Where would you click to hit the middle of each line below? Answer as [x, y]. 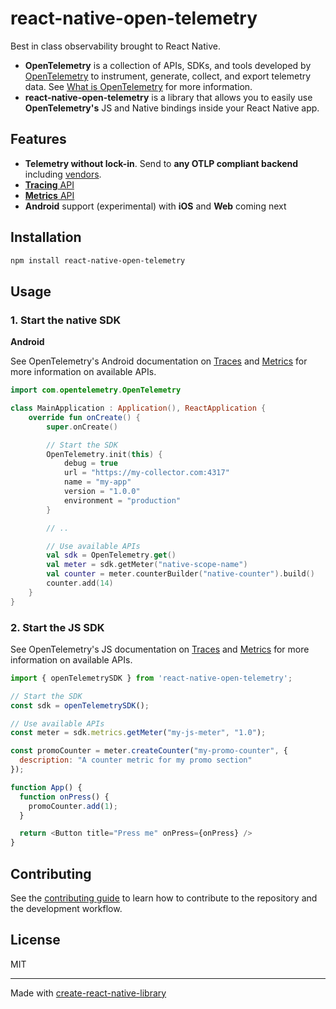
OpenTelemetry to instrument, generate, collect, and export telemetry [168, 76]
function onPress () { [64, 797]
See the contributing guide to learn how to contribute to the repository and [164, 898]
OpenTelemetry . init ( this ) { [104, 454]
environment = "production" [122, 500]
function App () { [46, 787]
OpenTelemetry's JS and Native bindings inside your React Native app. [172, 108]
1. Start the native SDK [66, 320]
